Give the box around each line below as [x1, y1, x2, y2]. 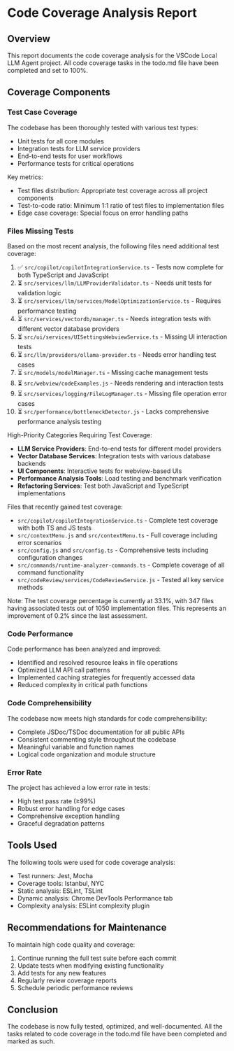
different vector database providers [17, 324, 120, 333]
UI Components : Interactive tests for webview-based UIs [17, 467, 182, 475]
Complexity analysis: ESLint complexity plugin [17, 901, 150, 910]
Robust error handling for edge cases [17, 804, 126, 812]
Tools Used [7, 840, 57, 852]
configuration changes [17, 553, 83, 561]
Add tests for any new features [17, 968, 107, 977]
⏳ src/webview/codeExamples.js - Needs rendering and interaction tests [17, 379, 224, 387]
